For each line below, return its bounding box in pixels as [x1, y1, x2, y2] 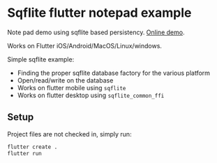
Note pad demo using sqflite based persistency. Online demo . [7, 28, 185, 36]
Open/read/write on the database [17, 76, 114, 85]
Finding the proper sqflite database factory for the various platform [17, 69, 211, 77]
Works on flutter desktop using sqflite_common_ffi [17, 91, 165, 99]
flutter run [7, 150, 42, 157]
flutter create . [7, 143, 58, 150]
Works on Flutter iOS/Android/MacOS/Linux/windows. [7, 41, 163, 50]
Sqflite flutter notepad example [7, 5, 192, 21]
